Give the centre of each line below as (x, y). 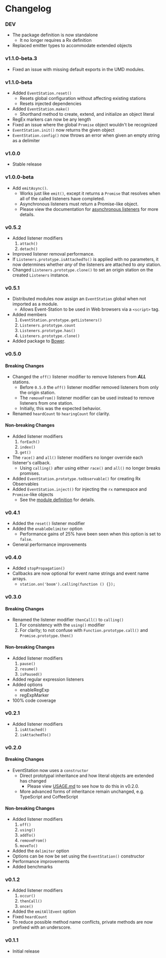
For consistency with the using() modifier (62, 625)
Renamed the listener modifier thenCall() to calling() (68, 620)
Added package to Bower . (39, 341)
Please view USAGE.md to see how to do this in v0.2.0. (83, 786)
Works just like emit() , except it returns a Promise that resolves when (90, 193)
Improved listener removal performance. (54, 254)
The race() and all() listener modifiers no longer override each (78, 457)
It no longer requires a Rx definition (55, 40)
